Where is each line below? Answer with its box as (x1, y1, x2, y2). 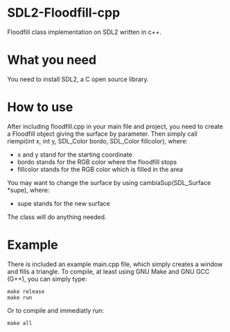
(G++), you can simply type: (7, 274, 87, 283)
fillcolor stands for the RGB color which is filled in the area (17, 165, 184, 173)
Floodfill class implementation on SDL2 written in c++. (7, 28, 161, 36)
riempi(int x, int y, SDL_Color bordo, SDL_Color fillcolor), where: (7, 137, 188, 145)
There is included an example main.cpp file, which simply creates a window (7, 260, 223, 268)
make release (7, 288, 45, 295)
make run (7, 294, 33, 301)
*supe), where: (7, 186, 50, 194)
